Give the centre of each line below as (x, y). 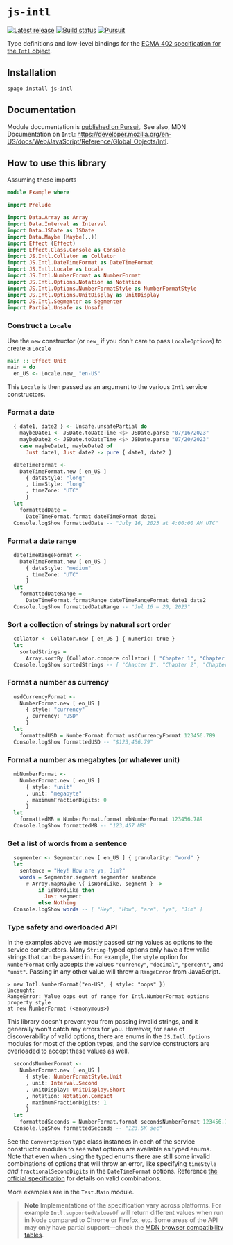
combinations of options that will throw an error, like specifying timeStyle (112, 1164)
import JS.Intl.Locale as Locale (55, 269)
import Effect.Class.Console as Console (67, 250)
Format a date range (42, 541)
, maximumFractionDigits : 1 (66, 1102)
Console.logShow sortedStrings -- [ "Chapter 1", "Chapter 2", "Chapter (121, 664)
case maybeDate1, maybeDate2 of (66, 446)
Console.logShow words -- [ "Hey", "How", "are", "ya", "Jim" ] (108, 910)
